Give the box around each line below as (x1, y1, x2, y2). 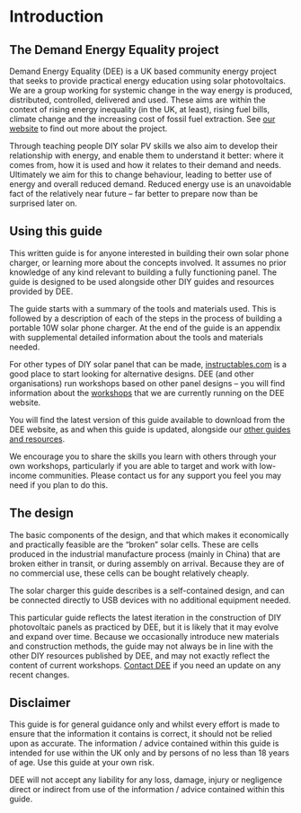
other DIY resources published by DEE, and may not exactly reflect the (9, 650, 270, 661)
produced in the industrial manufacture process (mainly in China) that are (9, 548, 281, 559)
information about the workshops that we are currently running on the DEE (9, 387, 285, 398)
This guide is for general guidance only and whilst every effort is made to (9, 719, 280, 729)
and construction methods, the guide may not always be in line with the (9, 641, 274, 651)
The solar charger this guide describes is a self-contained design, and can (9, 585, 285, 596)
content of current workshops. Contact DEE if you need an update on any (9, 659, 281, 670)
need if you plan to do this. (9, 479, 109, 490)
